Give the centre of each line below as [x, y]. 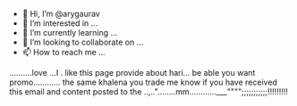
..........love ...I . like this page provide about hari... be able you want [132, 73]
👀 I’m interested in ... [60, 23]
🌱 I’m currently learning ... [70, 33]
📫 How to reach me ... [64, 52]
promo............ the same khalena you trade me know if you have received [143, 82]
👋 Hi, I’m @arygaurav [61, 14]
